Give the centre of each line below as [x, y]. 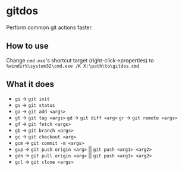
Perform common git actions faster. [50, 27]
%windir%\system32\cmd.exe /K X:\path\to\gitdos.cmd [73, 66]
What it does [30, 84]
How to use [27, 46]
